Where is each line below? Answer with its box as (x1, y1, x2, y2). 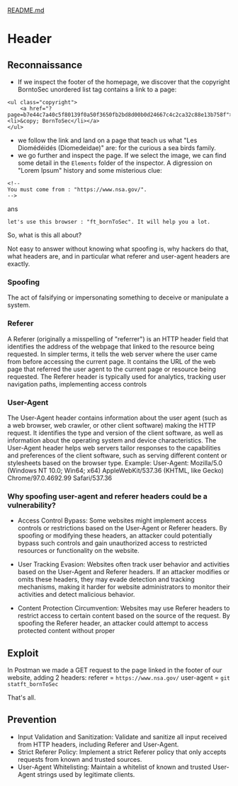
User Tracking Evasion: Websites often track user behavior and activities (17, 560, 230, 569)
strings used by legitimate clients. (36, 770, 135, 778)
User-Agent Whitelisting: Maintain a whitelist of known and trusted (17, 763, 211, 771)
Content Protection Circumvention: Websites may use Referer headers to (17, 604, 230, 613)
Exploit (7, 647, 39, 659)
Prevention (7, 714, 57, 726)
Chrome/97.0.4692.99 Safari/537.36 (7, 474, 112, 482)
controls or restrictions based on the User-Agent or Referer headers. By (17, 524, 227, 532)
